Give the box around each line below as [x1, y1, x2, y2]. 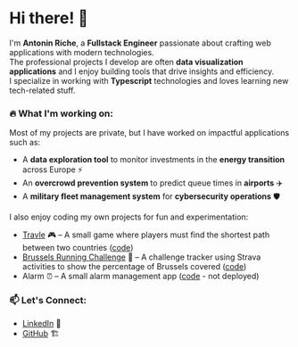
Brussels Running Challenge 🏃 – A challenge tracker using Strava [21, 252, 261, 262]
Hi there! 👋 [9, 8, 89, 29]
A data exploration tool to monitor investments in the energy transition [21, 154, 286, 165]
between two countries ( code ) [21, 243, 134, 253]
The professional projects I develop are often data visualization [9, 56, 244, 67]
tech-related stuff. [9, 85, 76, 95]
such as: [9, 137, 41, 148]
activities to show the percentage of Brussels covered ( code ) [21, 261, 247, 272]
